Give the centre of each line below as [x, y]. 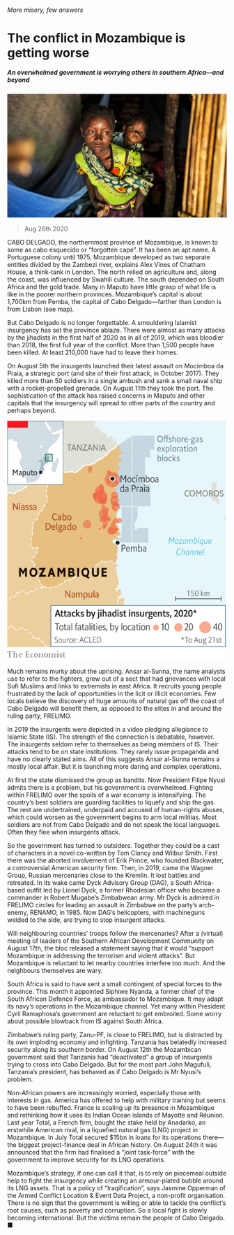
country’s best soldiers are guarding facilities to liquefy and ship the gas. [111, 802]
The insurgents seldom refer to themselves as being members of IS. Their [113, 744]
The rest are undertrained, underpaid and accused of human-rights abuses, [116, 810]
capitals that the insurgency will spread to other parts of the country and [111, 403]
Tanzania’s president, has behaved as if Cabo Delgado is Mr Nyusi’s [104, 1072]
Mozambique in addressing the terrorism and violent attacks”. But [101, 955]
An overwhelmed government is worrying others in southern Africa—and [116, 73]
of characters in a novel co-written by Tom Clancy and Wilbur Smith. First [112, 853]
